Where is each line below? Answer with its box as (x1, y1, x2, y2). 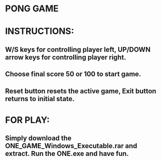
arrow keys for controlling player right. (5, 53, 126, 61)
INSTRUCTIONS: (5, 26, 74, 37)
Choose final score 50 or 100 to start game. (5, 70, 142, 78)
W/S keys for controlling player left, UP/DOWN (5, 45, 151, 54)
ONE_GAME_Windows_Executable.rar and (5, 142, 137, 150)
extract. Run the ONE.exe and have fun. (5, 150, 129, 158)
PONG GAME (5, 3, 59, 14)
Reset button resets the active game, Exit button (5, 87, 157, 95)
